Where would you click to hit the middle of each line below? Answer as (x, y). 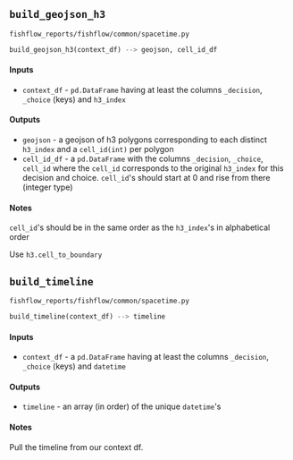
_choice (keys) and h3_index (74, 99)
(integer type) (47, 187)
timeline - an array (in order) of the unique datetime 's (121, 406)
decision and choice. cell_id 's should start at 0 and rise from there (146, 178)
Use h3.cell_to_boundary (56, 254)
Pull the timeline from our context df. (76, 447)
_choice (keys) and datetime (74, 366)
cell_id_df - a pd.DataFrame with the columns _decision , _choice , (142, 159)
